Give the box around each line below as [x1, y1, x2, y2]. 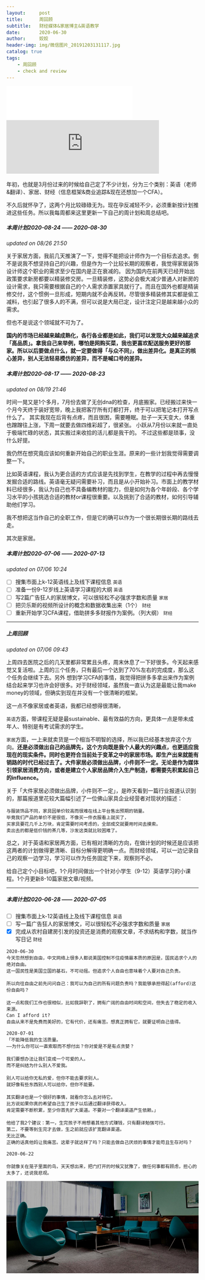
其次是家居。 [6, 534, 38, 542]
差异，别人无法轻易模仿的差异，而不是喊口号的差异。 [11, 355, 145, 362]
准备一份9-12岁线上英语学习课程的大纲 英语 [15, 586, 123, 593]
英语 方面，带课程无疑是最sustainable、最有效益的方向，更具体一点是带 [6, 715, 184, 722]
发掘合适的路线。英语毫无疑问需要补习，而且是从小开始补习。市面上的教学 [6, 478, 193, 485]
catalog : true [6, 49, 43, 55]
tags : [6, 55, 20, 61]
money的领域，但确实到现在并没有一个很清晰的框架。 [6, 689, 142, 696]
